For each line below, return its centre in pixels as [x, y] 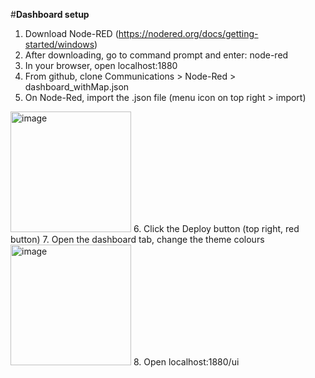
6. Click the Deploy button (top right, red [216, 228]
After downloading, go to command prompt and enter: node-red [156, 55]
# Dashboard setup [50, 14]
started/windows [59, 44]
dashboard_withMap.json [77, 87]
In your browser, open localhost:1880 [101, 65]
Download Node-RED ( [71, 33]
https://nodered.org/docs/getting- [188, 33]
